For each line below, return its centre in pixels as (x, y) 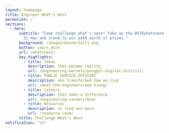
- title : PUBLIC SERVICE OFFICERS (60, 76)
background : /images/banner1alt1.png (59, 43)
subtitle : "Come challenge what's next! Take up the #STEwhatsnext (92, 33)
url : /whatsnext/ (37, 52)
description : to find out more (61, 109)
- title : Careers (42, 90)
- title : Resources (44, 104)
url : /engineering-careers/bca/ (62, 99)
